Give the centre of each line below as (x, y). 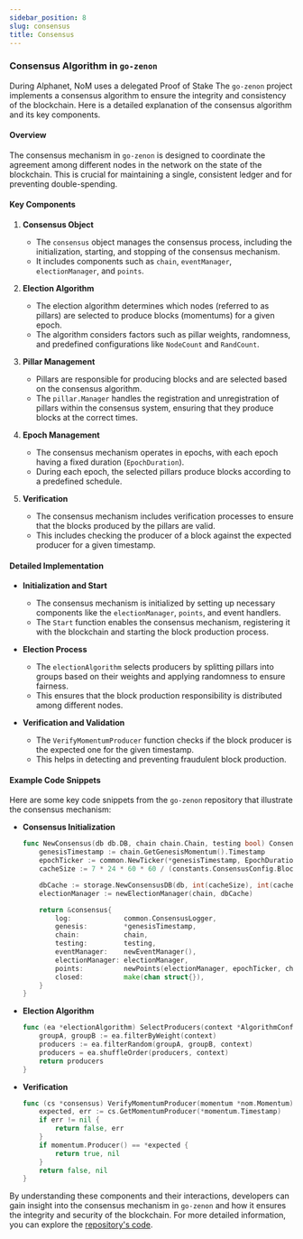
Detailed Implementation (56, 566)
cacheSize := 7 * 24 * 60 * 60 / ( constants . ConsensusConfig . (158, 869)
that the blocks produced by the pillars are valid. (125, 526)
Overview (28, 135)
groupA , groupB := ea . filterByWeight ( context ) (128, 1036)
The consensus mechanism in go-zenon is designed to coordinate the (138, 155)
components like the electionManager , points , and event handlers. (158, 613)
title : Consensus (42, 34)
